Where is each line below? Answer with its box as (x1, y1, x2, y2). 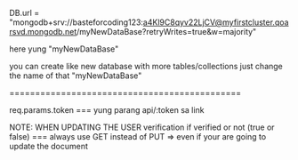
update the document (9, 141, 89, 151)
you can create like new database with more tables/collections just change (9, 61, 283, 71)
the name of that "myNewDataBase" (9, 70, 142, 81)
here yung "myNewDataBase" (9, 44, 119, 54)
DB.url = (9, 8, 40, 18)
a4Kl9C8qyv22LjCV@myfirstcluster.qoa (142, 17, 289, 28)
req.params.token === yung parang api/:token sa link (9, 105, 205, 115)
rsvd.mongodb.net (9, 27, 77, 36)
